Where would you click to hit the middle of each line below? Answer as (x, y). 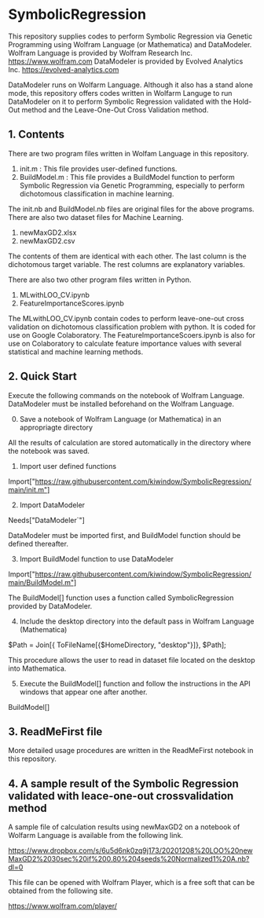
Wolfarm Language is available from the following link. (95, 836)
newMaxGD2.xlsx (48, 232)
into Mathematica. (37, 668)
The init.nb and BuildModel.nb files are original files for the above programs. (131, 209)
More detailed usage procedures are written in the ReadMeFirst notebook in (131, 751)
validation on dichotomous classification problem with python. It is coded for (132, 327)
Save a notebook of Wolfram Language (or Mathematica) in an (120, 419)
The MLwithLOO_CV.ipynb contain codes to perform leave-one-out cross (126, 318)
